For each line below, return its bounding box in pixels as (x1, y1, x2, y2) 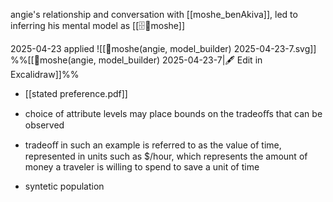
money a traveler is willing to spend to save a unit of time (24, 161, 260, 173)
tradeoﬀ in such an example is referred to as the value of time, (24, 139, 282, 151)
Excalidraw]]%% (10, 69, 80, 80)
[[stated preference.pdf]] (24, 88, 128, 99)
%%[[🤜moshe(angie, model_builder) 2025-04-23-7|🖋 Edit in (10, 54, 263, 66)
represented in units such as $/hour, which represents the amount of (24, 150, 308, 162)
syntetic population (24, 180, 105, 192)
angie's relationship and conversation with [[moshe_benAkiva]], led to (10, 9, 298, 20)
